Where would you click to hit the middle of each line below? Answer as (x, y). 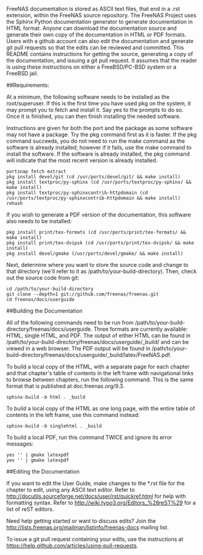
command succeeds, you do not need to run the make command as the (96, 141)
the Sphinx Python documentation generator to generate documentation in (100, 22)
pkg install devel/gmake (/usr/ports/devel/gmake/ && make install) (95, 253)
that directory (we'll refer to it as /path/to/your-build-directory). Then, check (101, 271)
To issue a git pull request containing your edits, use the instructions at (95, 539)
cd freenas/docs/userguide (40, 300)
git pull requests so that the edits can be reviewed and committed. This (95, 47)
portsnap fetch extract (36, 171)
